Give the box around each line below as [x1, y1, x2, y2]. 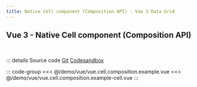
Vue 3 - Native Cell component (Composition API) [6, 30, 192, 40]
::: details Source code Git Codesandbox [6, 57, 104, 64]
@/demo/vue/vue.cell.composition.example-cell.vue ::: [6, 74, 139, 82]
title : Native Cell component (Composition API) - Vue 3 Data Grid [6, 8, 175, 15]
